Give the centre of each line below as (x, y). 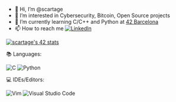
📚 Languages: (24, 54)
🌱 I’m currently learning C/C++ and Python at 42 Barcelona (86, 22)
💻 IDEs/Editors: (25, 79)
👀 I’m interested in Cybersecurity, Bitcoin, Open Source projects (92, 15)
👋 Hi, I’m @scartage (39, 9)
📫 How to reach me (39, 28)
